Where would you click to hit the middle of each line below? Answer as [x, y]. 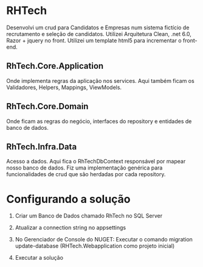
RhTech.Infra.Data [42, 147]
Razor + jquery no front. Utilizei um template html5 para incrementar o [94, 40]
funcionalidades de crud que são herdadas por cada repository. [86, 174]
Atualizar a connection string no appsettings [71, 228]
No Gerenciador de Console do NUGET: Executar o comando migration [104, 240]
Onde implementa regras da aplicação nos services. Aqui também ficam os [100, 80]
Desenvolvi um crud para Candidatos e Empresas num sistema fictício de [98, 27]
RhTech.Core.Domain [47, 106]
